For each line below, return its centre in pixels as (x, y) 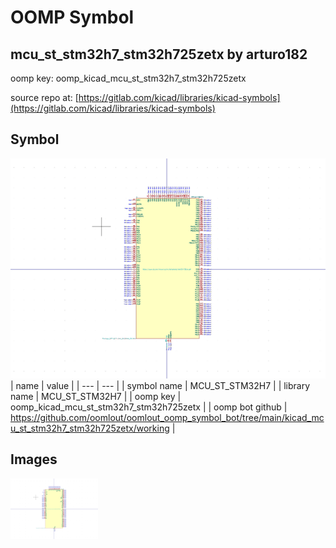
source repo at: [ (44, 97)
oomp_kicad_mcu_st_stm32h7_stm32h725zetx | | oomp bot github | (149, 407)
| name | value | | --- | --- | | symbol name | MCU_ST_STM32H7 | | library (160, 385)
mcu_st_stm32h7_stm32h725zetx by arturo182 (159, 54)
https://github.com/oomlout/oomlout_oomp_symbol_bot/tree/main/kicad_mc (167, 417)
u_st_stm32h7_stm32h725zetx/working (90, 428)
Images (34, 459)
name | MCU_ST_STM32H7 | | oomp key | (96, 396)
